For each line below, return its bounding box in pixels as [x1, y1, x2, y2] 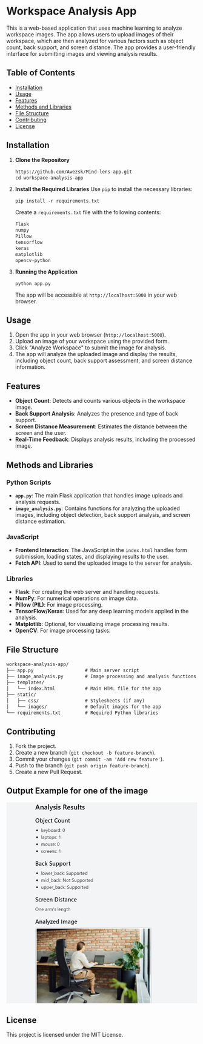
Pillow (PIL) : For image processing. [15, 601, 103, 608]
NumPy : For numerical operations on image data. [15, 594, 138, 602]
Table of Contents [6, 68, 76, 78]
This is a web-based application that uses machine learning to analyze [6, 24, 182, 32]
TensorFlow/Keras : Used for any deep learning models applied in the [15, 608, 189, 615]
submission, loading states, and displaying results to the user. [15, 553, 169, 561]
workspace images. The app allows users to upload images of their [6, 30, 174, 38]
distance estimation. [15, 517, 66, 525]
